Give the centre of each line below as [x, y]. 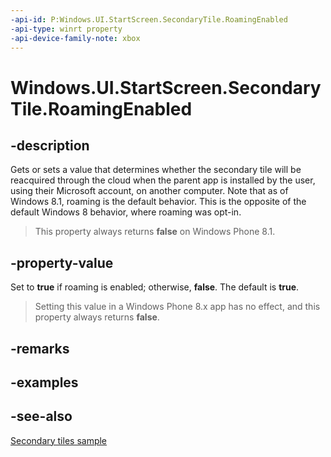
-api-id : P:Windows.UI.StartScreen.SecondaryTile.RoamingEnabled [149, 19]
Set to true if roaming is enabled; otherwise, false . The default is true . [155, 287]
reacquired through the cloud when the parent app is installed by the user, [163, 180]
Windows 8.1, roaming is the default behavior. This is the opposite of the [158, 202]
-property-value [62, 262]
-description [50, 145]
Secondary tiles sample [59, 440]
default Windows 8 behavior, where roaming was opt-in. [126, 212]
